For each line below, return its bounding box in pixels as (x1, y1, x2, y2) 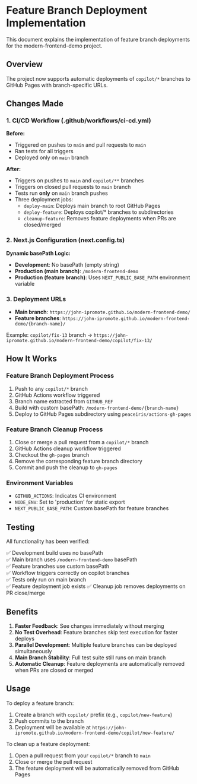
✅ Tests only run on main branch (6, 576, 87, 583)
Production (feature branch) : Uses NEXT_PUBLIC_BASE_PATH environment (14, 274, 190, 281)
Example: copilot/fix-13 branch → (6, 331, 93, 339)
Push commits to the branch (14, 717, 84, 725)
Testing (6, 522, 35, 532)
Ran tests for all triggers (14, 148, 74, 155)
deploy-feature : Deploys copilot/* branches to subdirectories (23, 208, 174, 216)
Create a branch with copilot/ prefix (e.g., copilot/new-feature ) (14, 711, 173, 718)
